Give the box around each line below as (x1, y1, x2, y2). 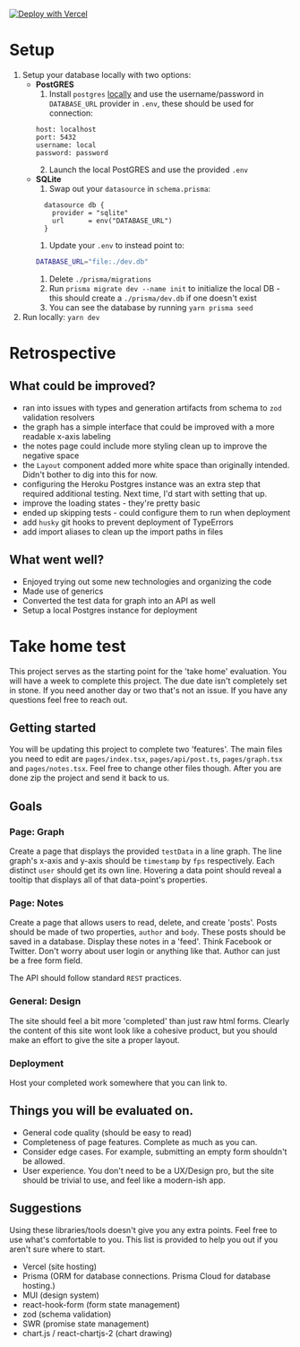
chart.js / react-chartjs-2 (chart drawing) (21, 1327, 173, 1338)
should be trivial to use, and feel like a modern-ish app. (21, 1175, 226, 1186)
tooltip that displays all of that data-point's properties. (9, 874, 208, 885)
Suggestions (9, 1201, 82, 1216)
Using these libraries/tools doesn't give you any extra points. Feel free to (9, 1224, 278, 1235)
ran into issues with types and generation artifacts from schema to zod (21, 402, 282, 413)
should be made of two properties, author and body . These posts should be (9, 926, 287, 937)
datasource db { (43, 200, 105, 210)
